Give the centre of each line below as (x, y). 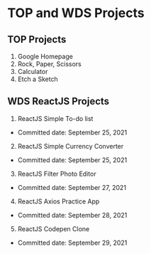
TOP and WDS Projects (76, 13)
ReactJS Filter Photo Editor (57, 174)
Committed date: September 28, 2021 (72, 215)
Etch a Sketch (38, 79)
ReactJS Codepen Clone (54, 228)
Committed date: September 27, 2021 (72, 187)
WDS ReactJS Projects (58, 101)
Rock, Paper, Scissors (49, 64)
